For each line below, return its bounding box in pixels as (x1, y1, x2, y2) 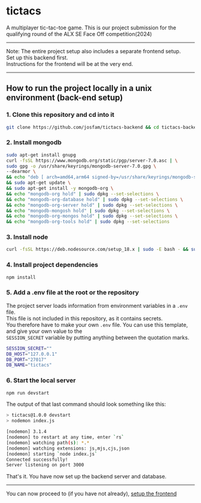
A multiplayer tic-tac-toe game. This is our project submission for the (6, 24, 176, 31)
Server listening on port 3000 (6, 462, 84, 468)
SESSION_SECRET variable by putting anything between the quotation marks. (6, 334, 190, 341)
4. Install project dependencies (6, 260, 99, 269)
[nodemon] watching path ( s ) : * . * (6, 440, 90, 446)
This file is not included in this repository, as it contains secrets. (6, 314, 163, 322)
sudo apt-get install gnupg (6, 151, 77, 158)
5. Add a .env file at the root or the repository (6, 289, 139, 297)
